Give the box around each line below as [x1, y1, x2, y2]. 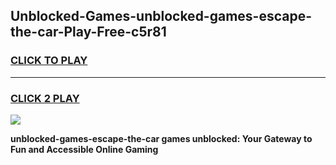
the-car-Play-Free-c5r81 [10, 24, 167, 41]
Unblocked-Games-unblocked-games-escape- [10, 8, 313, 25]
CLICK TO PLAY [10, 54, 88, 68]
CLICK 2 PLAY [10, 91, 80, 105]
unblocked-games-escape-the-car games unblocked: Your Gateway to [10, 132, 313, 144]
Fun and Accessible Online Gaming [10, 143, 159, 155]
